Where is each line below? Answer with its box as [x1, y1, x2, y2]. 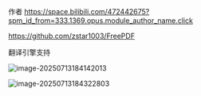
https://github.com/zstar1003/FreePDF [8, 31, 136, 40]
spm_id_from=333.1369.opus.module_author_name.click [8, 16, 194, 25]
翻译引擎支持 [8, 48, 50, 57]
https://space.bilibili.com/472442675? [23, 7, 150, 16]
